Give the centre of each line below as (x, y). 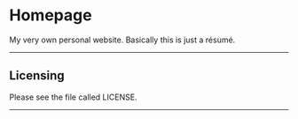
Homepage (51, 15)
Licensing (37, 76)
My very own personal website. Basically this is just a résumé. (122, 40)
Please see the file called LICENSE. (73, 97)
